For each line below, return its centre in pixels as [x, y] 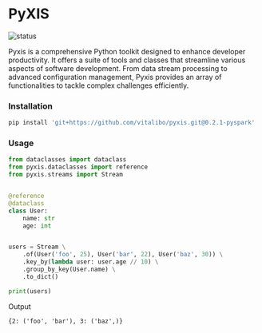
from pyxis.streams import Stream [66, 175]
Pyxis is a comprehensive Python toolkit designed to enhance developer [127, 51]
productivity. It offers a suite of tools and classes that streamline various [127, 60]
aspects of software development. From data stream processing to [118, 68]
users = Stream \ [37, 247]
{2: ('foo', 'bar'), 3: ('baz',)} [66, 321]
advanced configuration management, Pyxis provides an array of [115, 77]
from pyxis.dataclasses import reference [78, 167]
